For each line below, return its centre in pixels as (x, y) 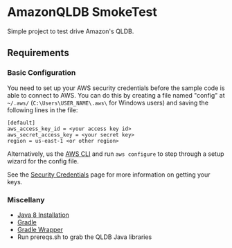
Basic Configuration (42, 73)
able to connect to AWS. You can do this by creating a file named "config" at (116, 95)
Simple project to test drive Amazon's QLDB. (71, 31)
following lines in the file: (43, 110)
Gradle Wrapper (40, 229)
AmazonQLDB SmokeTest (82, 12)
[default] (21, 123)
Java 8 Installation (43, 215)
